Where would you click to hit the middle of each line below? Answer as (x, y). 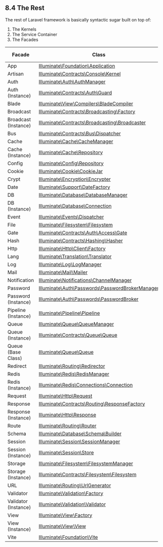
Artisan (16, 74)
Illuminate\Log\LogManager (70, 264)
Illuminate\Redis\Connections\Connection (86, 385)
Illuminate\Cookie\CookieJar (71, 171)
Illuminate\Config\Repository (71, 163)
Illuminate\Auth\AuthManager (72, 81)
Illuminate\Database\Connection (75, 206)
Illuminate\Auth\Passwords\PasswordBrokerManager (99, 288)
